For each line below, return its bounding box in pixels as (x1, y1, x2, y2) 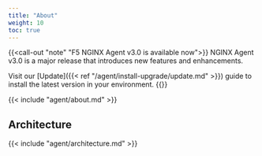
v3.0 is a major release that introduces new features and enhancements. (8, 56, 243, 65)
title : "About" (8, 11, 58, 20)
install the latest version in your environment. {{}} (8, 80, 168, 89)
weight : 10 (8, 19, 44, 27)
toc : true (8, 26, 41, 34)
